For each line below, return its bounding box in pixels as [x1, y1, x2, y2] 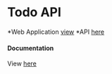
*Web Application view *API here [7, 27, 105, 36]
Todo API [7, 4, 62, 20]
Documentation [7, 44, 54, 52]
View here [7, 59, 37, 68]
